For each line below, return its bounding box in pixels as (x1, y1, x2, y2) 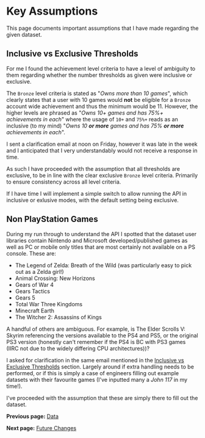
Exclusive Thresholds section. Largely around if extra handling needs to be (6, 363, 194, 370)
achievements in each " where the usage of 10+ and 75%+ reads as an (6, 115, 178, 123)
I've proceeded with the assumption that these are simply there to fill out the (6, 394, 198, 401)
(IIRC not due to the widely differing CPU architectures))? (6, 345, 150, 352)
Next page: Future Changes (6, 424, 77, 431)
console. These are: (6, 250, 57, 257)
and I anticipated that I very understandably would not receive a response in (6, 146, 198, 154)
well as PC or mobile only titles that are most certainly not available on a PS (6, 243, 195, 251)
